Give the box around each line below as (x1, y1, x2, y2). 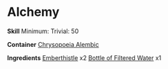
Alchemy (7, 4, 60, 20)
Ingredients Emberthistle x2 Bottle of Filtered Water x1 (7, 53, 162, 62)
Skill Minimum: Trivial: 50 (7, 27, 79, 35)
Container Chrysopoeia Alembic (7, 40, 99, 48)
